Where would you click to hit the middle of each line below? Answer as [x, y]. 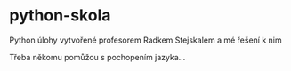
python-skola [60, 16]
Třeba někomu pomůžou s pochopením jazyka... [97, 57]
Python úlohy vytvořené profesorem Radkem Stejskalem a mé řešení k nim [145, 40]
